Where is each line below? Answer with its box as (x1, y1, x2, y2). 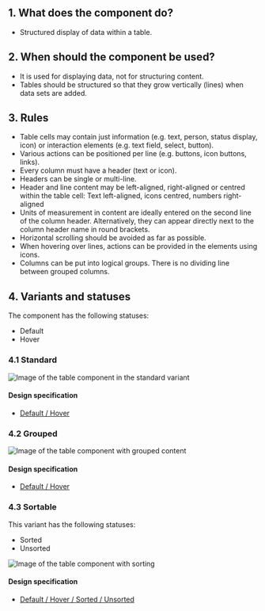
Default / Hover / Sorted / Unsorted (19, 594, 134, 604)
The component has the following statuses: (8, 311, 150, 320)
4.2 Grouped (8, 428, 58, 439)
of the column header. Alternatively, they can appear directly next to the (19, 216, 255, 226)
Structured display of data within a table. (19, 27, 153, 36)
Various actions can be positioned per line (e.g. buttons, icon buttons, (19, 149, 247, 158)
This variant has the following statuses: (8, 519, 136, 529)
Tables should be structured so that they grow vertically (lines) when (19, 79, 244, 90)
